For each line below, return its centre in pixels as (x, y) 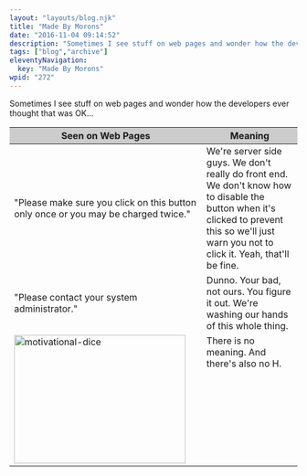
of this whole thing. (247, 325)
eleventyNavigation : (49, 60)
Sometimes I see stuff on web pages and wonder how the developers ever (149, 103)
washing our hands (247, 314)
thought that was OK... (52, 113)
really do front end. (247, 174)
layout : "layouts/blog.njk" (63, 18)
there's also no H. (243, 364)
